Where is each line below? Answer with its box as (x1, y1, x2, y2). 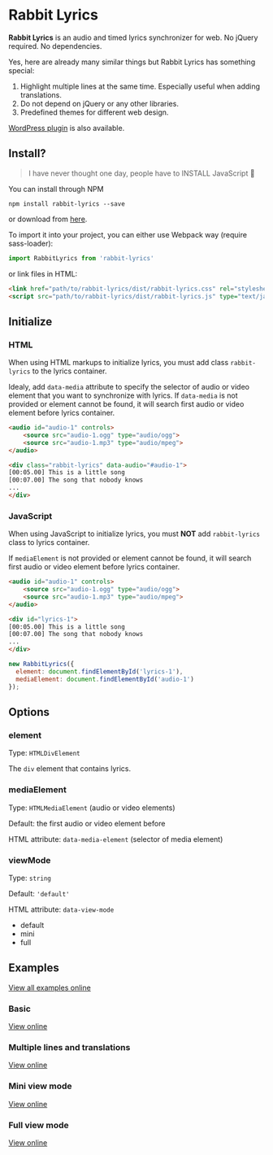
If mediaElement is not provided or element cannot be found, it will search (8, 553, 252, 563)
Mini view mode (8, 1080, 72, 1092)
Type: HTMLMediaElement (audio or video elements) (8, 803, 176, 813)
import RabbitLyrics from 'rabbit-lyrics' (8, 254, 154, 262)
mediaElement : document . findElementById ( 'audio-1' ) (15, 675, 195, 683)
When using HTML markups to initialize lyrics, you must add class (8, 358, 229, 368)
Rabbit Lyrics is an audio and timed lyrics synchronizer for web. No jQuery (8, 33, 258, 42)
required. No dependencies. (8, 41, 102, 50)
